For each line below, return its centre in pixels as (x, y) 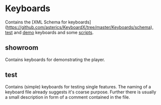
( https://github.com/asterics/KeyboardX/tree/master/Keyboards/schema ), (79, 27)
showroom (22, 48)
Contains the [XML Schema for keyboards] (48, 22)
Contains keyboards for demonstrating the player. (55, 60)
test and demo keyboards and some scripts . (49, 32)
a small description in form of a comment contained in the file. (68, 97)
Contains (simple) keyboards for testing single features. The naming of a (78, 86)
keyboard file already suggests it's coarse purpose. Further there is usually (81, 92)
